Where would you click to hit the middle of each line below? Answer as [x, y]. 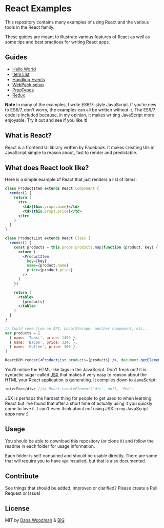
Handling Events [29, 79]
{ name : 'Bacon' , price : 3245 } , [43, 342]
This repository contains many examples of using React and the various [77, 22]
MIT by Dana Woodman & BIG [35, 520]
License [17, 508]
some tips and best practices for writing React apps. [58, 42]
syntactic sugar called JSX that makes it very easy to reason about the [76, 375]
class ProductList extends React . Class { [48, 238]
